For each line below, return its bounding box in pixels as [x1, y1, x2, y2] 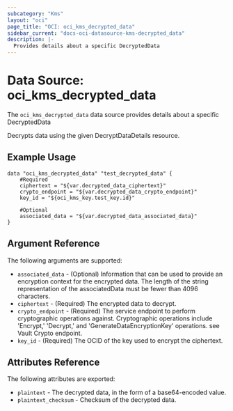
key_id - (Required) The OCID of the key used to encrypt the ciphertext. [17, 336, 223, 345]
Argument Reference [7, 238, 100, 249]
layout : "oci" [7, 17, 49, 24]
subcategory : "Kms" [7, 10, 64, 17]
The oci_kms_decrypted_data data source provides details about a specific [7, 110, 219, 118]
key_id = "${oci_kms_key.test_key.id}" [19, 194, 136, 201]
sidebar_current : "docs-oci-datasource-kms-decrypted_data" [7, 29, 186, 37]
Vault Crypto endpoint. [17, 329, 83, 337]
